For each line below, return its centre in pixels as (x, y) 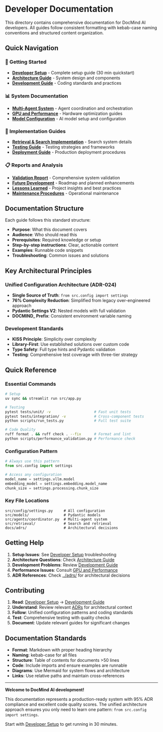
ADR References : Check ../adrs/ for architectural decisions (71, 575)
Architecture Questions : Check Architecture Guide (63, 560)
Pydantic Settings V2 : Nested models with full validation (69, 311)
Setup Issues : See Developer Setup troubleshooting (64, 554)
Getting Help (24, 543)
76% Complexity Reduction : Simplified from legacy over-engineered (81, 300)
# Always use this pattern (32, 461)
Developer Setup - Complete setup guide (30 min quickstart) (73, 73)
